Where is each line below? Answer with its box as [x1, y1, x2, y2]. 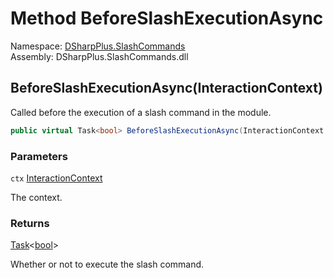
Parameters [10, 149, 68, 163]
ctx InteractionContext [10, 172, 103, 184]
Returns [10, 216, 50, 230]
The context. [10, 191, 63, 203]
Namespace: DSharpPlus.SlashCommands [10, 40, 186, 52]
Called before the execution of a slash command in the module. [10, 106, 272, 118]
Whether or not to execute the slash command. [10, 258, 205, 271]
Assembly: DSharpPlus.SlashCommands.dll [10, 50, 189, 62]
